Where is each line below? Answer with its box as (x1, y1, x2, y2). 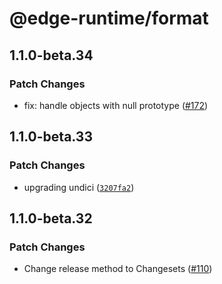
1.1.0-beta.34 (9, 47, 94, 64)
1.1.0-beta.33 (9, 128, 93, 146)
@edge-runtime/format (9, 7, 209, 30)
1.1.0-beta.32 (9, 210, 93, 227)
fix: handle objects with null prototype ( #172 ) (23, 99, 209, 111)
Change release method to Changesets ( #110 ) (23, 263, 213, 275)
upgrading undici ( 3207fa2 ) (23, 181, 135, 193)
